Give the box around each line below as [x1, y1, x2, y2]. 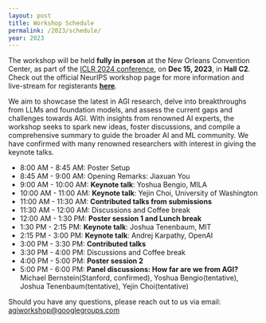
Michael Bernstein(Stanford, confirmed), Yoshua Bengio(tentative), [19, 273, 239, 283]
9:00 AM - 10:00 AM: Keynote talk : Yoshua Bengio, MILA [19, 180, 207, 190]
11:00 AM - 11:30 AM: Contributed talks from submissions [19, 197, 213, 207]
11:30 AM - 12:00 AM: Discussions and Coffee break [19, 205, 191, 215]
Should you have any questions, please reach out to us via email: [8, 297, 221, 307]
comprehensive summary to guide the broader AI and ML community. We [8, 131, 249, 140]
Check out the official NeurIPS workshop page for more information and [8, 73, 244, 82]
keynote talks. [8, 148, 54, 157]
